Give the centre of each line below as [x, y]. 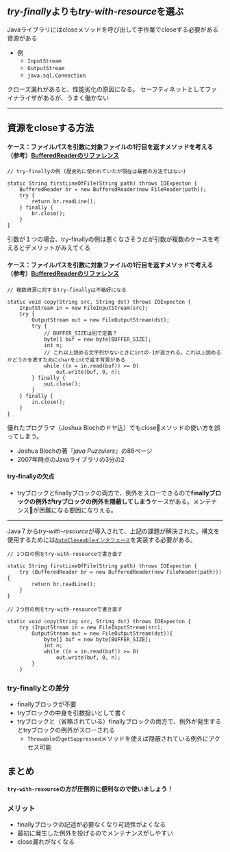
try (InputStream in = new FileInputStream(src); [92, 627]
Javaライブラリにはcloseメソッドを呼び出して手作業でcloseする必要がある [113, 30]
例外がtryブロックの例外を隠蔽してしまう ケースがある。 [114, 501]
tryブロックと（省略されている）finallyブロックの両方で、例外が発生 [113, 721]
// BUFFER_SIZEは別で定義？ [80, 333]
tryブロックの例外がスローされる [69, 730]
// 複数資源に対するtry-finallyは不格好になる [67, 290]
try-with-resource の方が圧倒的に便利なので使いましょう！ [90, 789]
